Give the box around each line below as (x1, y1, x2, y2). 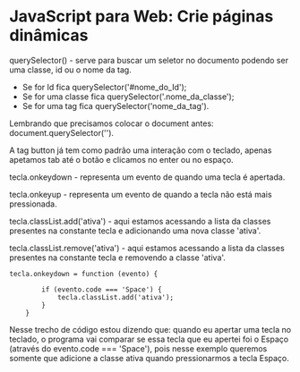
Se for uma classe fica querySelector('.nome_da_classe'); (21, 91, 235, 102)
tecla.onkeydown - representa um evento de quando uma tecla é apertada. (9, 172, 286, 182)
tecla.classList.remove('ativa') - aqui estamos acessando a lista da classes (9, 242, 285, 253)
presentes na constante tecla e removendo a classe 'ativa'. (9, 252, 227, 263)
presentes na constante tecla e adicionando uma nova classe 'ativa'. (9, 225, 261, 236)
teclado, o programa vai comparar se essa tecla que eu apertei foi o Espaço (9, 334, 289, 344)
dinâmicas (9, 25, 89, 46)
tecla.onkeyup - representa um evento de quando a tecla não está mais (9, 189, 272, 199)
